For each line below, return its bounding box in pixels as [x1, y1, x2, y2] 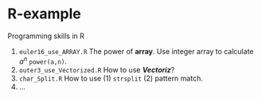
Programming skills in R [7, 31, 84, 41]
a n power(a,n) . [18, 55, 67, 66]
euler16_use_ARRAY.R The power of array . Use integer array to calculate [18, 46, 254, 56]
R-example [7, 5, 81, 23]
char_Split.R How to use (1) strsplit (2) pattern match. [18, 73, 204, 83]
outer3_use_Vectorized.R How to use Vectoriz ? [18, 65, 175, 74]
